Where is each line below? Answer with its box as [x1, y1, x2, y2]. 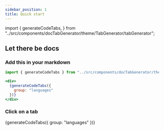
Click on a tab [5, 108, 38, 115]
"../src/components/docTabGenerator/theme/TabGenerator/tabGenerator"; [5, 30, 155, 36]
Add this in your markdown [5, 59, 71, 66]
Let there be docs [5, 44, 60, 53]
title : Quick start [5, 12, 45, 17]
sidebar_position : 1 [5, 7, 47, 12]
